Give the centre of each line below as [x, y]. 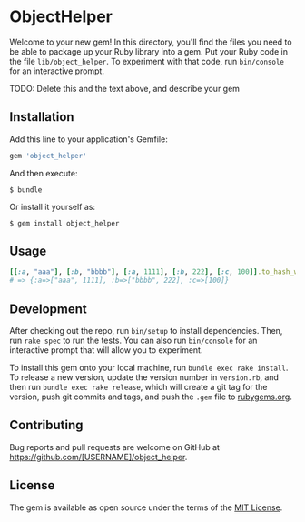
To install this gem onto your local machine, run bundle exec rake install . [149, 367]
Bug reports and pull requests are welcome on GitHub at [115, 447]
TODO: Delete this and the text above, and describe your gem [125, 88]
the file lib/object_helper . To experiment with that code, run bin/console [147, 61]
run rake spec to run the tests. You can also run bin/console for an [133, 340]
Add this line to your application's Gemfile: [89, 139]
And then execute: [44, 173]
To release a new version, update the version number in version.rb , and [144, 377]
